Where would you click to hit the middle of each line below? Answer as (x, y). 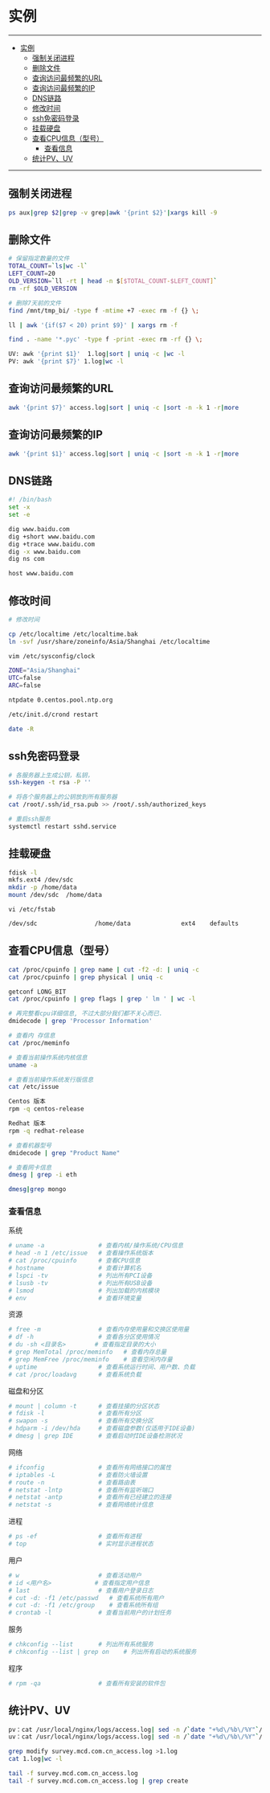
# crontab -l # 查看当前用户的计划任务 (90, 1613)
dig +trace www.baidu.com (51, 544)
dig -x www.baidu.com (45, 551)
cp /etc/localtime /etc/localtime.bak (73, 634)
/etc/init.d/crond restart (53, 714)
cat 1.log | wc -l (35, 1759)
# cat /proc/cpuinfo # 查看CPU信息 (74, 1261)
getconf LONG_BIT (37, 992)
